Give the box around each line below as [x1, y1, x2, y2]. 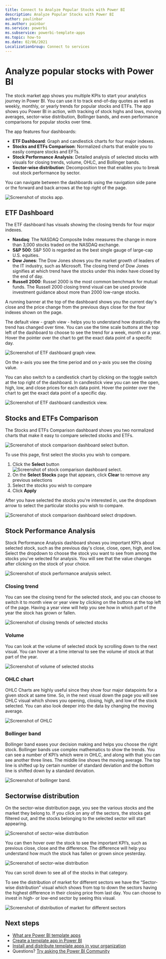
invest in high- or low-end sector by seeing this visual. [5, 895, 116, 901]
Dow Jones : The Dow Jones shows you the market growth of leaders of [12, 257, 160, 263]
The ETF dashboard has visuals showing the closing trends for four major [5, 222, 155, 228]
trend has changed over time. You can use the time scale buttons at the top [5, 324, 159, 330]
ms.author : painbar [5, 21, 46, 26]
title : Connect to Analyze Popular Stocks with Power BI [5, 7, 125, 12]
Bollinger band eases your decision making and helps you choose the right [5, 741, 158, 747]
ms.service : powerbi [5, 26, 48, 31]
